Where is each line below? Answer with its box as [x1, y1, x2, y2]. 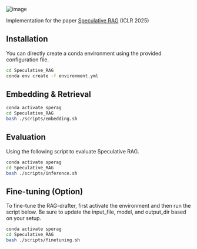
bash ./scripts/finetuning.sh [6, 237, 81, 243]
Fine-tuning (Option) [6, 186, 84, 196]
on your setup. [6, 215, 42, 222]
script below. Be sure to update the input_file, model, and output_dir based [6, 208, 186, 215]
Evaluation [6, 132, 46, 142]
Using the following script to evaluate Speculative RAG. [6, 148, 139, 155]
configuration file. [6, 56, 49, 63]
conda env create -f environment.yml [6, 73, 99, 79]
